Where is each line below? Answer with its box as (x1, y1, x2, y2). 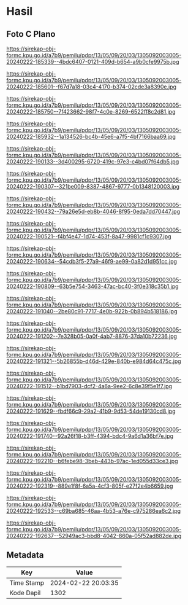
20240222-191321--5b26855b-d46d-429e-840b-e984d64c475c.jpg (6, 357, 182, 365)
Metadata (6, 550, 44, 560)
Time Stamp (9, 579, 45, 587)
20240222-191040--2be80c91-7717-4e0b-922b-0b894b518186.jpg (6, 308, 178, 314)
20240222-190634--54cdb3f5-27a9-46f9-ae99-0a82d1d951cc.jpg (6, 258, 178, 265)
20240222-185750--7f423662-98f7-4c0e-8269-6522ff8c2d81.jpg (6, 108, 176, 115)
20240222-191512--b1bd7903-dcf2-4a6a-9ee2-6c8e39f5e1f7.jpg (6, 383, 173, 389)
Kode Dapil (9, 588, 41, 597)
